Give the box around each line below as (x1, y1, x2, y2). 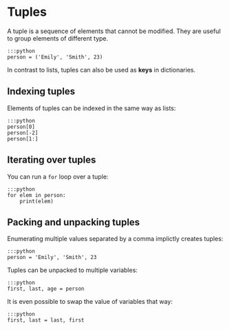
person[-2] (7, 129, 39, 136)
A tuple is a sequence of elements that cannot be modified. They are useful (7, 27, 221, 35)
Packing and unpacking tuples (7, 216, 140, 228)
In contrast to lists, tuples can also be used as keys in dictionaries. (7, 65, 196, 74)
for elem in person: (7, 192, 67, 198)
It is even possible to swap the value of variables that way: (7, 298, 174, 306)
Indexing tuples (7, 85, 76, 97)
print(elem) (19, 198, 54, 205)
